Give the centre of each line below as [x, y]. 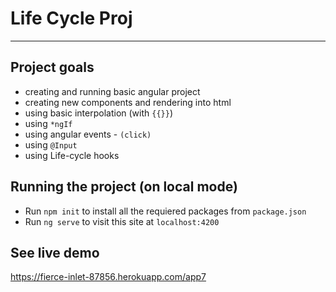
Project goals [52, 67]
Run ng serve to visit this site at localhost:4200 [122, 221]
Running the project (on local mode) [124, 187]
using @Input [51, 144]
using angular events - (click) [88, 134]
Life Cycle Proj [71, 18]
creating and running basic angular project [112, 91]
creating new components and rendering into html [128, 102]
